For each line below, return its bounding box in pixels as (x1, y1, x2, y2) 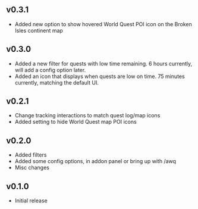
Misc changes (14, 164, 49, 171)
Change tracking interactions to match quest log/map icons (14, 112, 161, 119)
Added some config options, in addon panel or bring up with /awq (14, 158, 177, 165)
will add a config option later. (14, 66, 86, 73)
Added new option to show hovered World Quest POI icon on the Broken (14, 20, 192, 27)
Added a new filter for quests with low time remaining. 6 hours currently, (14, 60, 193, 67)
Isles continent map (14, 27, 64, 34)
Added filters (14, 151, 47, 158)
